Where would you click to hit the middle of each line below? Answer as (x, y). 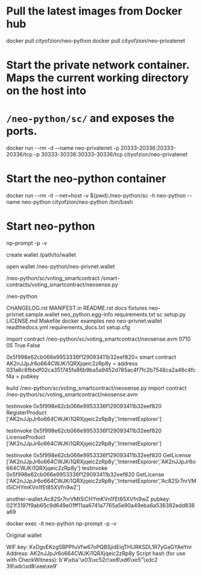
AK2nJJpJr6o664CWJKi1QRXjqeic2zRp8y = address (72, 363)
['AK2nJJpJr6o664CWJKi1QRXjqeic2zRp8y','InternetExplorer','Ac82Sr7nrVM (101, 481)
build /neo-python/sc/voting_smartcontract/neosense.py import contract (96, 388)
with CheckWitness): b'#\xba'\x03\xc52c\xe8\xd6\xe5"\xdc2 (82, 559)
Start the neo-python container (86, 179)
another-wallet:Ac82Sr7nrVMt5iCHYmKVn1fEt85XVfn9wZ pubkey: (88, 499)
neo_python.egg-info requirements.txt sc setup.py (123, 314)
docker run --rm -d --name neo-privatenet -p (63, 148)
